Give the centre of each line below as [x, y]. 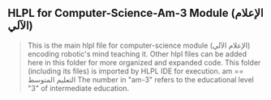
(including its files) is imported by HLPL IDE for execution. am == [135, 71]
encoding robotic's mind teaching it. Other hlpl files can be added [137, 54]
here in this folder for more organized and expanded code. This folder [144, 62]
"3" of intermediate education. [78, 88]
